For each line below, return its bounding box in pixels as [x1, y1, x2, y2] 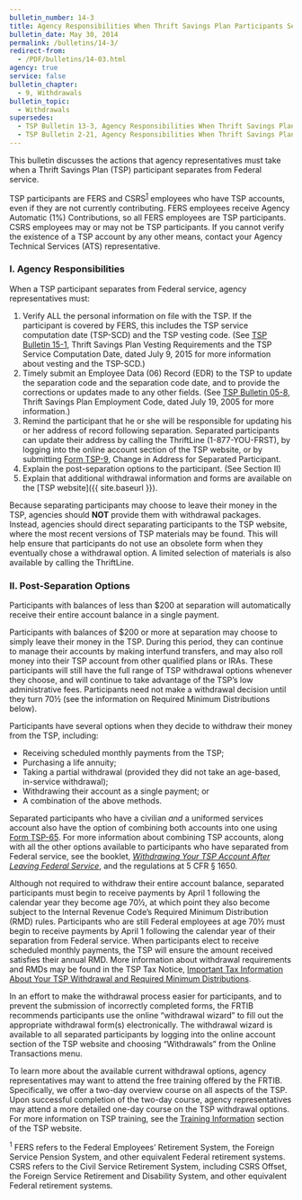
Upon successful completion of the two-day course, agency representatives [9, 1094, 292, 1106]
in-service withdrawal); [22, 777, 109, 787]
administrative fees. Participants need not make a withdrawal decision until [9, 684, 287, 695]
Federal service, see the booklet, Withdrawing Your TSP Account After [9, 851, 271, 862]
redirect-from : [9, 47, 67, 56]
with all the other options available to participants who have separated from [9, 841, 289, 852]
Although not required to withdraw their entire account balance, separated [9, 878, 285, 889]
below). [9, 703, 38, 715]
